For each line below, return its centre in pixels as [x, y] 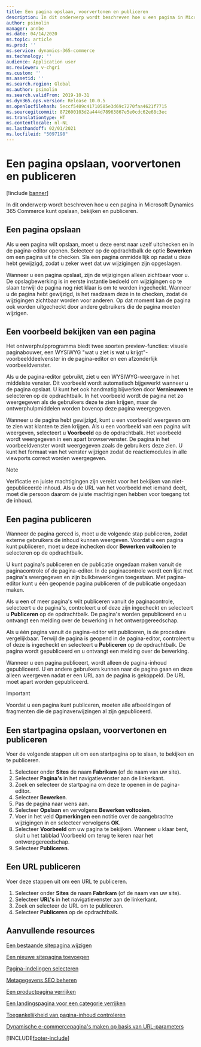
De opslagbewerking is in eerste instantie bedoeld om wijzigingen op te [94, 281]
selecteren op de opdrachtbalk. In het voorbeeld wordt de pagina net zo [95, 396]
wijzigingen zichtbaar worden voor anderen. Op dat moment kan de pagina [98, 300]
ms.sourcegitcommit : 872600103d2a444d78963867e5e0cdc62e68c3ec [87, 112]
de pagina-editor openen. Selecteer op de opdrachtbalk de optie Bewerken [99, 250]
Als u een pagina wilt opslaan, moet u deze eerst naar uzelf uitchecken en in [100, 244]
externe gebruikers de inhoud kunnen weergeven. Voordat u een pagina [95, 540]
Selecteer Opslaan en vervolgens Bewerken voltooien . [83, 810]
